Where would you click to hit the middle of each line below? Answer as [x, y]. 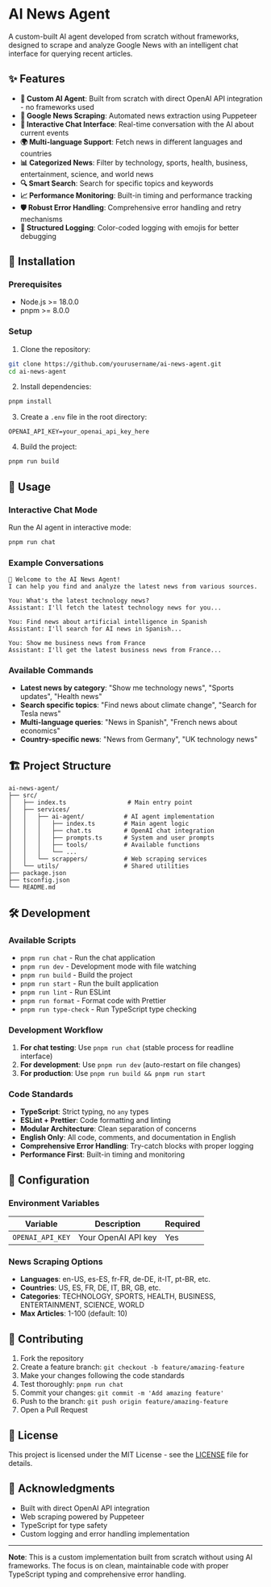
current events [44, 132]
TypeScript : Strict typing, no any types [84, 1112]
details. [21, 1463]
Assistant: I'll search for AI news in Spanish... [95, 629]
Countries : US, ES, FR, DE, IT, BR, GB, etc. [90, 1288]
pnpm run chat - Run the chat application [88, 957]
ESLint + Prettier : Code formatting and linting [95, 1120]
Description [118, 1224]
